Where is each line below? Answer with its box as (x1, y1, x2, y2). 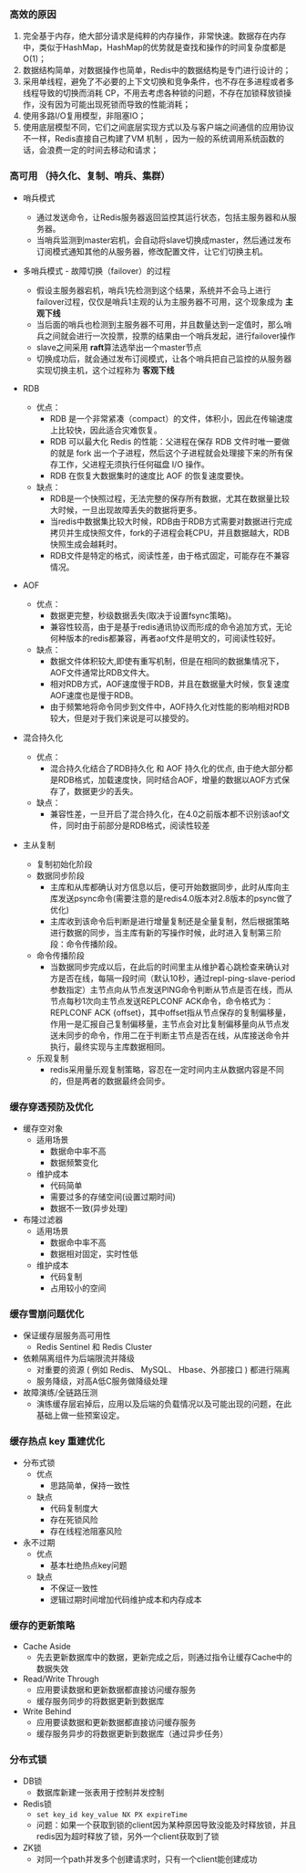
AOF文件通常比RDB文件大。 (49, 666, 155, 677)
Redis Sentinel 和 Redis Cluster (36, 1342, 153, 1353)
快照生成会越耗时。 (49, 539, 123, 549)
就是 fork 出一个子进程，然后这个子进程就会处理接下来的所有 (57, 447, 285, 458)
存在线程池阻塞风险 (49, 1526, 123, 1537)
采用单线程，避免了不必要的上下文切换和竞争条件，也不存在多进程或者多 (22, 76, 294, 88)
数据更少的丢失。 (74, 785, 138, 796)
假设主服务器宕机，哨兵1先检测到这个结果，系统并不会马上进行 (36, 285, 271, 296)
